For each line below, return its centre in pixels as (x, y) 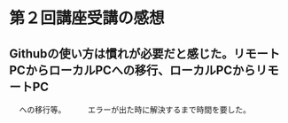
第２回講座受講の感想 (87, 18)
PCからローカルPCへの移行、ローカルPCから (132, 70)
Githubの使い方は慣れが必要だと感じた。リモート (145, 54)
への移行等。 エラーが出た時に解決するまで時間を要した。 (135, 110)
